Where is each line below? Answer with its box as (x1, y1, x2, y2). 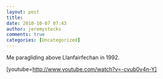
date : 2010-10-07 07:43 (6, 20, 67, 26)
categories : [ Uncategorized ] (6, 37, 81, 43)
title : (6, 15, 23, 21)
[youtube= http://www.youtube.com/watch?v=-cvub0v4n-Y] (6, 66, 157, 73)
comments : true (6, 32, 45, 38)
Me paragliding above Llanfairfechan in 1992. (6, 54, 120, 61)
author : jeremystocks (6, 26, 62, 32)
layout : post (6, 9, 40, 15)
